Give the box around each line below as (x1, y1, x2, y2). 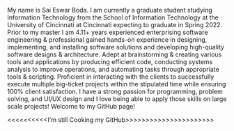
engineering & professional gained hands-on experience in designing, (7, 36, 208, 44)
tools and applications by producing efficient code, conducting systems (7, 58, 213, 65)
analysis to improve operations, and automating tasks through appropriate (7, 65, 219, 73)
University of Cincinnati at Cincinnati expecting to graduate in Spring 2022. (7, 21, 223, 29)
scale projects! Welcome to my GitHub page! (7, 102, 136, 110)
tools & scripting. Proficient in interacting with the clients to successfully (7, 72, 214, 81)
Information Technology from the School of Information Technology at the (7, 13, 219, 22)
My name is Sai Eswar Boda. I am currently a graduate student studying (7, 6, 212, 14)
